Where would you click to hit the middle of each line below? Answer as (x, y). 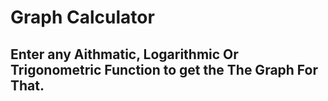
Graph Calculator (82, 17)
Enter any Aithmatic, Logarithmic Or (124, 54)
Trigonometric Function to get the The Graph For (164, 69)
